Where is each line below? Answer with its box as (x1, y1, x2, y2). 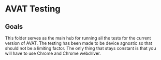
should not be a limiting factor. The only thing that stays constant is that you (5, 46, 156, 51)
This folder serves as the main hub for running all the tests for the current (5, 35, 151, 41)
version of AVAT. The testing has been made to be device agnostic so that (5, 40, 152, 46)
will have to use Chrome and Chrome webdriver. (5, 50, 101, 56)
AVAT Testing (5, 3, 60, 14)
